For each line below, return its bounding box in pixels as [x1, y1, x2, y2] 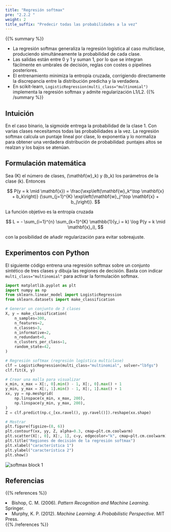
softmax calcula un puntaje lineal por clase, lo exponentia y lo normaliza [5, 134, 156, 140]
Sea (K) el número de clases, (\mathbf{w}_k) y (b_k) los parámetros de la [5, 172, 159, 179]
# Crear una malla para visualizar [5, 377, 81, 382]
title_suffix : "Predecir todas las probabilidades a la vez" [5, 21, 138, 27]
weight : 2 [5, 17, 26, 22]
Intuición [5, 109, 34, 118]
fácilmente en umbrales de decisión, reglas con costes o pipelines [12, 62, 152, 68]
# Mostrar [5, 419, 26, 424]
